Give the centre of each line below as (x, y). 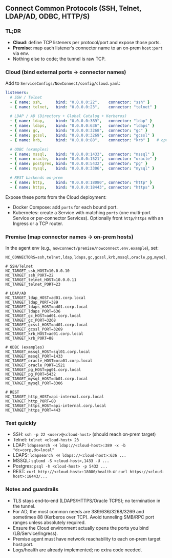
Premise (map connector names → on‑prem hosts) (69, 237)
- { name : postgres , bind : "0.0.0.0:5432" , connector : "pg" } (79, 164)
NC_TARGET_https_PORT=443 (33, 411)
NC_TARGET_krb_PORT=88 (29, 339)
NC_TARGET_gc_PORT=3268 (31, 321)
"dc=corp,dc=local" (34, 450)
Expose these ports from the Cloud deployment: (56, 197)
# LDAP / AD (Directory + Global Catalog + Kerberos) (68, 116)
